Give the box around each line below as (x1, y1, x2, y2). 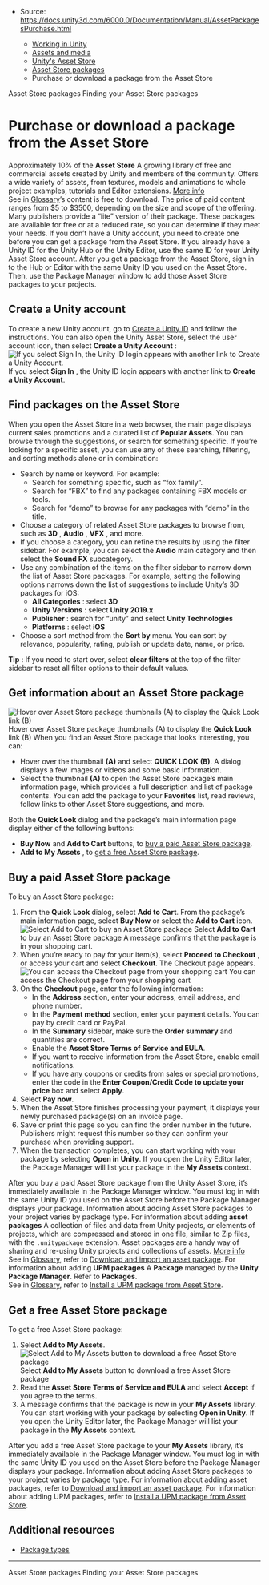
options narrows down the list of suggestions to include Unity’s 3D (19, 580, 239, 589)
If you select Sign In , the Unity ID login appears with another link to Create (8, 366, 256, 375)
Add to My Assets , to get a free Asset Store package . (19, 848, 200, 857)
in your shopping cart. (19, 941, 94, 951)
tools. (31, 494, 50, 504)
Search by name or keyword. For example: (19, 468, 160, 479)
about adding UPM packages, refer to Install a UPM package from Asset (8, 1492, 247, 1501)
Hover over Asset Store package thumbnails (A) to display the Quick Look (8, 724, 252, 734)
